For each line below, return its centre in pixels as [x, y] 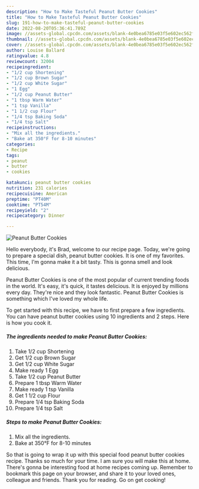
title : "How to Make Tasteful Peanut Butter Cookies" [74, 17]
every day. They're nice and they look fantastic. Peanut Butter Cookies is [95, 292]
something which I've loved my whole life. [57, 299]
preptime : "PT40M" [29, 199]
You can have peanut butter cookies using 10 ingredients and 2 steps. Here [98, 317]
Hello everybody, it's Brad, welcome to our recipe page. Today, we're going [98, 250]
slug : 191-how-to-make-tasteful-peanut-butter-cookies [75, 23]
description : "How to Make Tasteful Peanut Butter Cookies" [82, 12]
